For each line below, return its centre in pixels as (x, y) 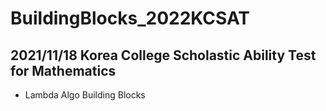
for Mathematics (63, 70)
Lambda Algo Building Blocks (85, 95)
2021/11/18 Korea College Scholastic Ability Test (163, 55)
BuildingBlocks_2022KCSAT (130, 18)
